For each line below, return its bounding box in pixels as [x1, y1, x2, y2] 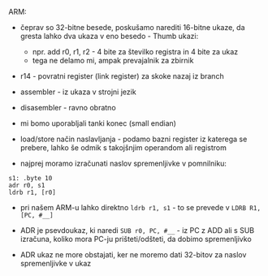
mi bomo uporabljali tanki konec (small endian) [19, 119, 177, 128]
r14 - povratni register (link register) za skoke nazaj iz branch [19, 71, 225, 80]
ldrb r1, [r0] [8, 188, 57, 196]
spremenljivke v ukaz [19, 259, 92, 268]
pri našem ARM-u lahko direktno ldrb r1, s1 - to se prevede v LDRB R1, [19, 203, 262, 212]
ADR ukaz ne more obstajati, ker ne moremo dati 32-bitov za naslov [19, 250, 247, 259]
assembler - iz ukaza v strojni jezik [19, 87, 136, 97]
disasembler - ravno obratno [19, 103, 116, 112]
